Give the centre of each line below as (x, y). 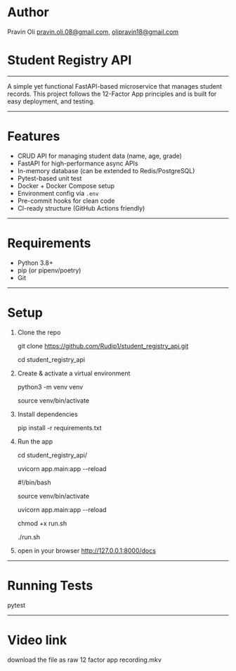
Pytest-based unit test (50, 178)
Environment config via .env (58, 193)
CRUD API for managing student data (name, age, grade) (100, 156)
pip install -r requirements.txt (59, 427)
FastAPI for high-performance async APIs (78, 163)
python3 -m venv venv (50, 387)
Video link (37, 640)
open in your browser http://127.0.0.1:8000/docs (87, 551)
